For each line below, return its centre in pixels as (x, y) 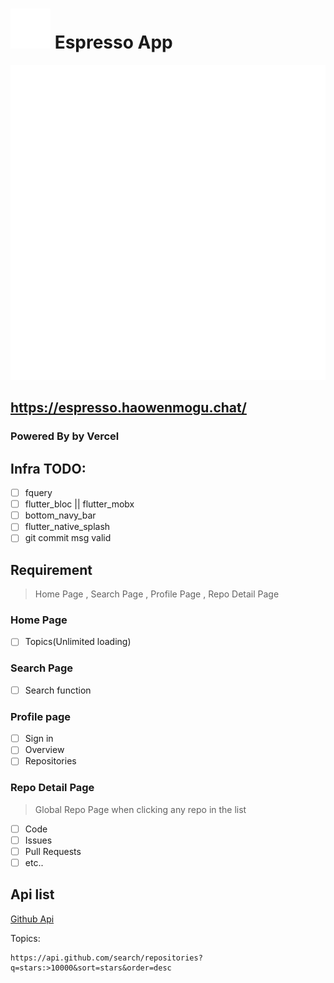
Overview (44, 750)
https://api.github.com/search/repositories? (106, 958)
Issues (38, 840)
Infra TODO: (48, 468)
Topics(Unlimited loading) (78, 642)
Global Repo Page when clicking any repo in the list (140, 809)
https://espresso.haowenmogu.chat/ (128, 408)
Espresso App (113, 42)
